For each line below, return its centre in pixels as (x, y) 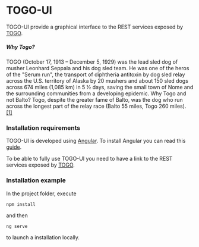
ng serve (17, 226)
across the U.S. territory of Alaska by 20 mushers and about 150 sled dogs (97, 80)
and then (17, 215)
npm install (21, 204)
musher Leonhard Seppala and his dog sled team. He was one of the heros (98, 68)
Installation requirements (43, 127)
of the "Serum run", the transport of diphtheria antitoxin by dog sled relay (96, 74)
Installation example (36, 180)
